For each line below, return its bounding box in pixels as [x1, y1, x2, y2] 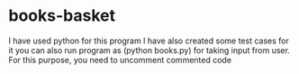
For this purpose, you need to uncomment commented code [8, 54, 231, 65]
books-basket [8, 5, 116, 26]
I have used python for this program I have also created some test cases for [8, 35, 289, 46]
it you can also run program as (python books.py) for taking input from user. [8, 44, 290, 55]
